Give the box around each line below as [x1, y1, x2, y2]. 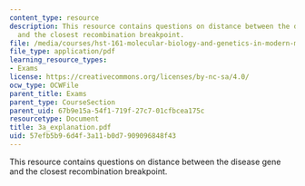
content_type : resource [9, 13, 100, 23]
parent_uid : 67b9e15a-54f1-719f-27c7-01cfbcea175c [9, 106, 205, 115]
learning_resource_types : [9, 55, 107, 64]
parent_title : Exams [9, 89, 88, 98]
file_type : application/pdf [9, 47, 116, 56]
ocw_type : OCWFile [9, 81, 79, 90]
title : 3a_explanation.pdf [9, 123, 112, 132]
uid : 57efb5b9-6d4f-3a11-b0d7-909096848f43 [9, 132, 177, 141]
